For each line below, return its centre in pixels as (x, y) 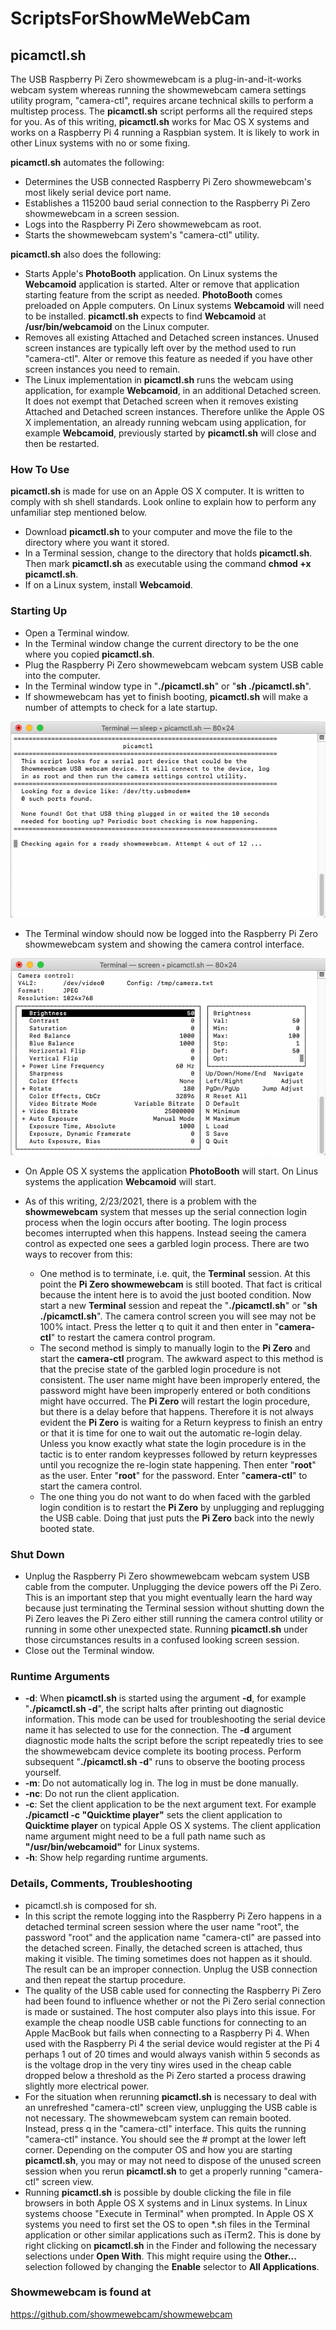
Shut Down (37, 1554)
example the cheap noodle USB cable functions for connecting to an (165, 2022)
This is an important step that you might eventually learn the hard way (168, 1597)
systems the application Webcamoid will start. (120, 1181)
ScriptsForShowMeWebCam (130, 18)
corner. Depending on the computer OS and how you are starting (158, 2149)
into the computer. (62, 675)
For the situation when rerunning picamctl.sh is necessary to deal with (170, 2096)
